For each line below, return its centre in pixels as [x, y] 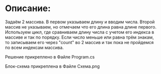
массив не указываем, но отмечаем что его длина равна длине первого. [81, 27]
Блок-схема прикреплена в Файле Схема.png [53, 66]
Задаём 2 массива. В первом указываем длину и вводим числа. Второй [80, 22]
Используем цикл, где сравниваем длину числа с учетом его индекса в [80, 32]
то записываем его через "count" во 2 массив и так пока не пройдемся [80, 42]
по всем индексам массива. [34, 47]
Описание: [28, 8]
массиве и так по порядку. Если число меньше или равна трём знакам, [80, 37]
